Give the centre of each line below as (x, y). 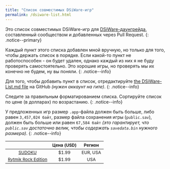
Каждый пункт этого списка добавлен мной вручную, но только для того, (85, 50)
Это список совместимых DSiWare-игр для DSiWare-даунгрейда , (76, 29)
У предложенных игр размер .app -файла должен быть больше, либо (80, 112)
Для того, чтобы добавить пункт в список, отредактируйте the (73, 81)
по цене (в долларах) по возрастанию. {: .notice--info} (64, 102)
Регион (91, 145)
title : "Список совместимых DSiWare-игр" (50, 10)
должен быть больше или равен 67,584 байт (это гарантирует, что (77, 122)
